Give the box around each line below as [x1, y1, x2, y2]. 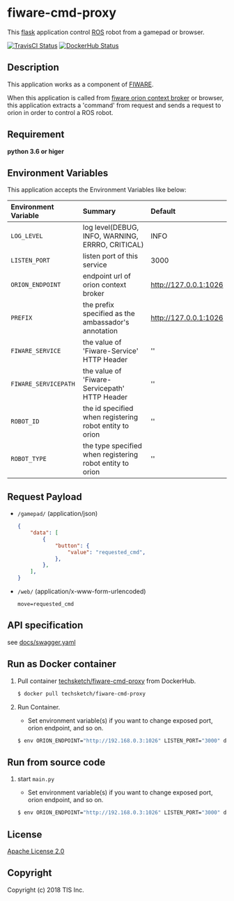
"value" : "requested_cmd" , [67, 549, 146, 556]
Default [150, 207, 176, 217]
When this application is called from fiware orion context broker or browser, [7, 93, 224, 102]
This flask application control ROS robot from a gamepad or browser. [7, 28, 205, 36]
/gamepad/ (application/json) [17, 510, 98, 518]
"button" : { [54, 542, 90, 549]
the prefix [82, 300, 115, 310]
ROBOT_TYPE [10, 455, 47, 463]
